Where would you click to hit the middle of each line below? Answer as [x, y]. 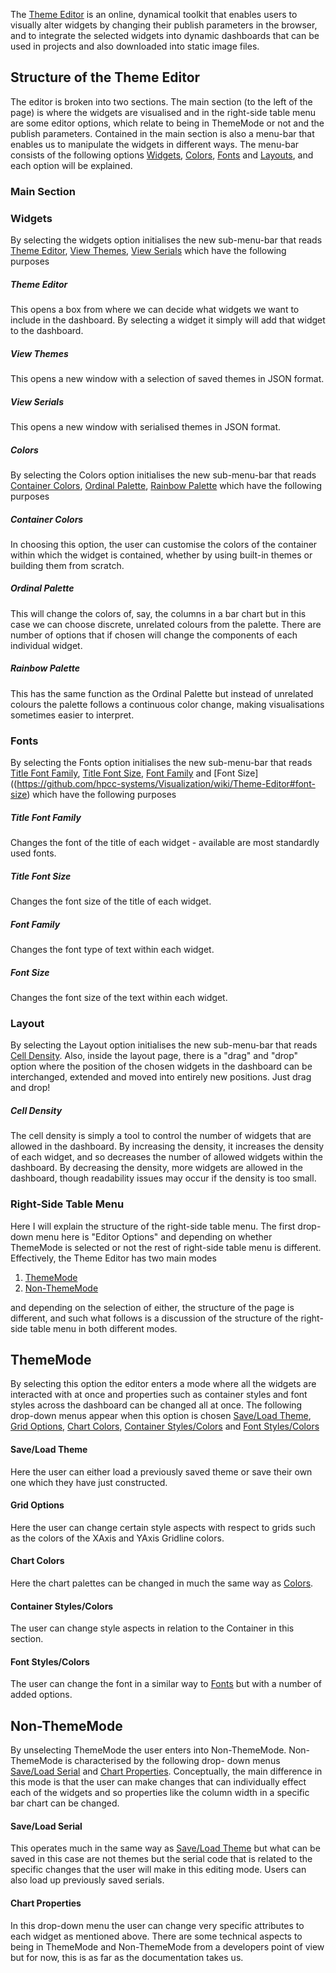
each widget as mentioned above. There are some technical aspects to [156, 1936]
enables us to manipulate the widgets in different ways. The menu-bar [155, 144]
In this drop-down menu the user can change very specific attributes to [157, 1925]
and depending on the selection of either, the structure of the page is [152, 1307]
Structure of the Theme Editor [105, 77]
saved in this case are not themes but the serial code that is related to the [161, 1859]
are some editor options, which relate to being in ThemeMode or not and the [167, 123]
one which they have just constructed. [89, 1482]
